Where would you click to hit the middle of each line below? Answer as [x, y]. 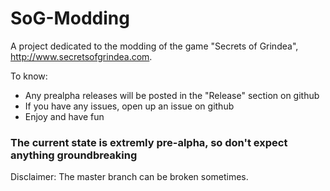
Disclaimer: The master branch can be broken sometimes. [129, 177]
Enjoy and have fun [64, 116]
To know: [29, 76]
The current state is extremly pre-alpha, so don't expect [149, 142]
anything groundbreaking [74, 155]
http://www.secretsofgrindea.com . [81, 56]
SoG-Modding [70, 18]
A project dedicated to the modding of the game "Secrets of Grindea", [154, 46]
